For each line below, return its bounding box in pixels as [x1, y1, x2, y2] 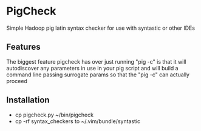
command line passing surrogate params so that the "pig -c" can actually [6, 71, 190, 78]
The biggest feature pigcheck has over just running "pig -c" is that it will [6, 58, 186, 65]
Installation [6, 95, 50, 106]
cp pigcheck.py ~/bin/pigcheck [15, 111, 94, 118]
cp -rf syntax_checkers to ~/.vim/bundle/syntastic [15, 117, 141, 125]
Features [6, 42, 41, 52]
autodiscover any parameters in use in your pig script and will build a [6, 64, 179, 72]
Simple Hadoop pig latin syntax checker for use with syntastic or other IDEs [6, 24, 196, 32]
